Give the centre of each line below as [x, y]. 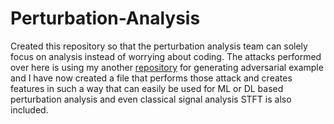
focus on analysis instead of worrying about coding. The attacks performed [166, 56]
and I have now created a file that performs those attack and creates [151, 78]
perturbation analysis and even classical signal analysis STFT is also [151, 99]
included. [29, 109]
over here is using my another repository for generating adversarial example [167, 67]
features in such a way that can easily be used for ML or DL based [147, 88]
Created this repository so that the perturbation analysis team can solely [159, 46]
